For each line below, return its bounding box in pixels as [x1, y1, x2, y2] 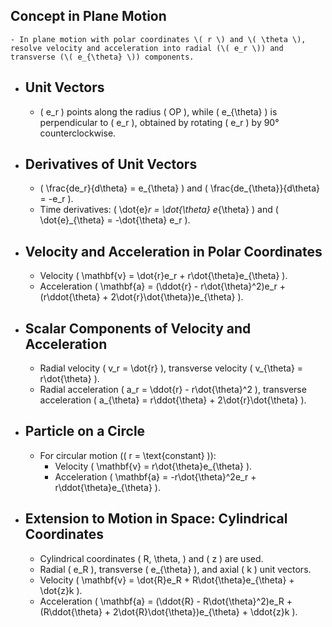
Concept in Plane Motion [10, 8, 167, 25]
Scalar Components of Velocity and [24, 320, 252, 337]
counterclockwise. [39, 127, 117, 139]
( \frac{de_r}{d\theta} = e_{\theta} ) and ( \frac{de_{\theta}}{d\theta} [39, 182, 321, 194]
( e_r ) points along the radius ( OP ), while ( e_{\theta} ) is [39, 105, 278, 118]
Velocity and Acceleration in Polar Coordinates [24, 243, 323, 260]
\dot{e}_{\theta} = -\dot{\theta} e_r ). [39, 214, 191, 226]
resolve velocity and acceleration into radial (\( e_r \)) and [10, 43, 284, 53]
